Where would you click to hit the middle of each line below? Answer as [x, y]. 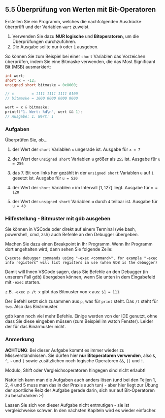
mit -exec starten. [23, 282]
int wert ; [15, 76]
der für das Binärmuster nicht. [35, 327]
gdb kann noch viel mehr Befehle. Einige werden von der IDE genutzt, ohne [81, 316]
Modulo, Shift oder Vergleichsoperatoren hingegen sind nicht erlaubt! [75, 370]
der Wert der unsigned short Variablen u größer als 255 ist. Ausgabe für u [86, 159]
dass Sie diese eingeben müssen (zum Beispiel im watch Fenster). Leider [79, 321]
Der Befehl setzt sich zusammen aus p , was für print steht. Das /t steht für [82, 301]
